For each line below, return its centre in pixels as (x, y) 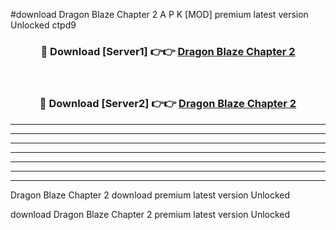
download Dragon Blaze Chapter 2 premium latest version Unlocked (150, 214)
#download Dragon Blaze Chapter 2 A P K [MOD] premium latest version (159, 14)
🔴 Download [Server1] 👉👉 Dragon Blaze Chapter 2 (168, 51)
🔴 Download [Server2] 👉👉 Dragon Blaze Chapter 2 (168, 104)
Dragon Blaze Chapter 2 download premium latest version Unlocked (150, 195)
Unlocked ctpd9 (43, 25)
